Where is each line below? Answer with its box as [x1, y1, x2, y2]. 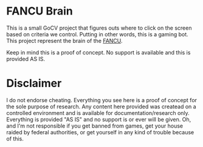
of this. [6, 135, 24, 142]
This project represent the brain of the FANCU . [6, 37, 123, 44]
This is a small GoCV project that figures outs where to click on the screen [6, 24, 192, 31]
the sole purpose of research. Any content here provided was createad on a [6, 103, 196, 110]
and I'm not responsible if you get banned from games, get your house [6, 122, 184, 129]
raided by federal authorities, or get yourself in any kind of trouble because [6, 128, 194, 136]
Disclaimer [6, 77, 62, 90]
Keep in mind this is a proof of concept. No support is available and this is [6, 48, 191, 56]
